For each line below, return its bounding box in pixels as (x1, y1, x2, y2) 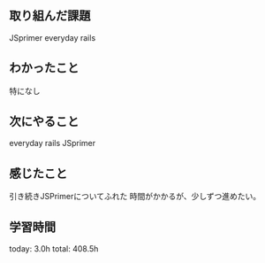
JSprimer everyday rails (9, 32, 96, 43)
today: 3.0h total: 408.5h (9, 244, 99, 254)
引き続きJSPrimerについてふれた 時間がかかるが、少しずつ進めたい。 (9, 191, 261, 202)
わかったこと (9, 60, 79, 75)
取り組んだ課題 (9, 8, 91, 24)
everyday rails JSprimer (9, 138, 96, 149)
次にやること (9, 114, 79, 129)
